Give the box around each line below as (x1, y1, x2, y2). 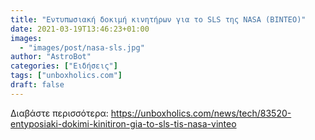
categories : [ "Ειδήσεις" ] (10, 61, 118, 71)
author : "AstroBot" (10, 52, 92, 62)
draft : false (10, 80, 65, 90)
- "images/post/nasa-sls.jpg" (19, 42, 145, 53)
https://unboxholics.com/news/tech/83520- (110, 107, 292, 119)
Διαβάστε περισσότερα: (10, 107, 109, 119)
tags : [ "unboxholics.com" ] (10, 71, 123, 81)
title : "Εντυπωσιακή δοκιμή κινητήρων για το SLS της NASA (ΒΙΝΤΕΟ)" (10, 14, 307, 25)
